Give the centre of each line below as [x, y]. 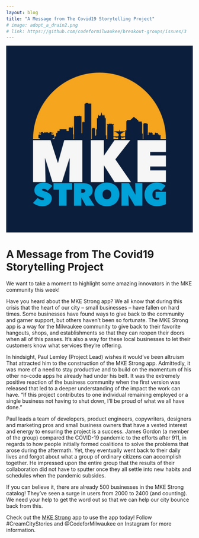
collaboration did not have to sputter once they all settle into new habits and [99, 469]
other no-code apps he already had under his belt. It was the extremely [93, 376]
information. [21, 530]
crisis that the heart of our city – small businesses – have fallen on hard [93, 308]
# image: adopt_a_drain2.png [42, 25]
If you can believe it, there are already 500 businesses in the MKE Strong [95, 487]
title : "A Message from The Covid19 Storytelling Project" [81, 19]
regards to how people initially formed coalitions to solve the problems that [97, 444]
